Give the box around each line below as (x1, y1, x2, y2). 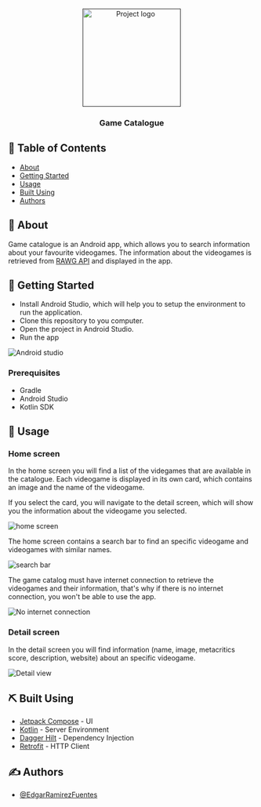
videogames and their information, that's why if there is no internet (8, 583, 223, 593)
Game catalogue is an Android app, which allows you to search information (8, 239, 251, 249)
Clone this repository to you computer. (19, 316, 144, 325)
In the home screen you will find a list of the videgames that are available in (8, 466, 252, 475)
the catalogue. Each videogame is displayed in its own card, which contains (8, 474, 252, 484)
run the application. (19, 307, 82, 318)
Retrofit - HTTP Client (19, 742, 90, 751)
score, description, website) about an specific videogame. (8, 653, 196, 663)
